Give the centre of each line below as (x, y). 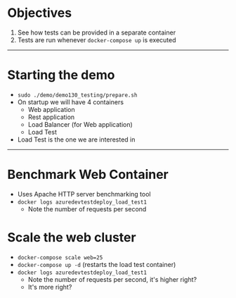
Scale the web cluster (72, 237)
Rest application (51, 117)
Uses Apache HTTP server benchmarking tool (84, 194)
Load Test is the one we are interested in (76, 139)
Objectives (40, 13)
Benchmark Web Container (88, 175)
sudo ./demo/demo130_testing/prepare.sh (77, 95)
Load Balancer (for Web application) (80, 124)
